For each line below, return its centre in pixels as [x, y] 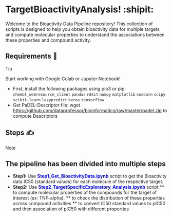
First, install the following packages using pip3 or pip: [69, 88]
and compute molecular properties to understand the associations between [85, 34]
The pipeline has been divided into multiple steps [85, 164]
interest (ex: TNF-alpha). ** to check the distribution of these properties [89, 198]
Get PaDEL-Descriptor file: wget [46, 105]
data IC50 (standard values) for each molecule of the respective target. [88, 182]
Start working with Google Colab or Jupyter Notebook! [63, 79]
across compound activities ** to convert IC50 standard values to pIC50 [89, 204]
